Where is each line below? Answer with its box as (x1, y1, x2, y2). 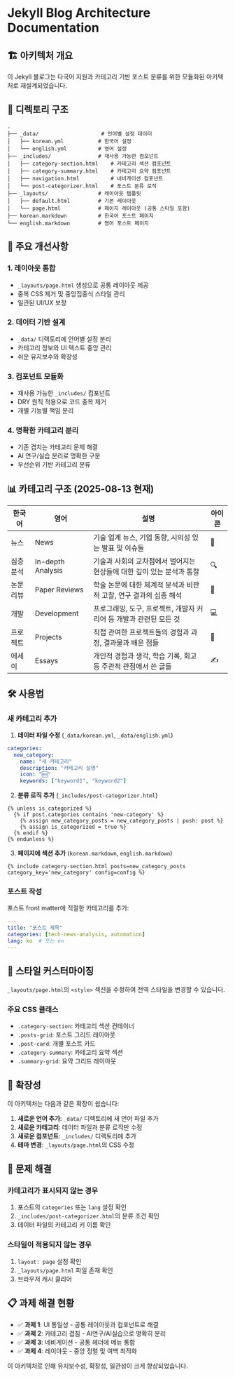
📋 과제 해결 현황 (7, 1297, 75, 1310)
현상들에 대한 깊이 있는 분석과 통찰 (93, 567, 200, 577)
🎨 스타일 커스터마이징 (7, 965, 94, 977)
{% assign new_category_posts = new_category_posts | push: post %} (20, 818, 224, 825)
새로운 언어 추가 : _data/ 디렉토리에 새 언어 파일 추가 (17, 1114, 159, 1122)
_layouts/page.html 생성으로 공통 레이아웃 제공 (17, 281, 149, 289)
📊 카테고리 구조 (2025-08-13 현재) (7, 483, 155, 495)
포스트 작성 (7, 886, 43, 896)
